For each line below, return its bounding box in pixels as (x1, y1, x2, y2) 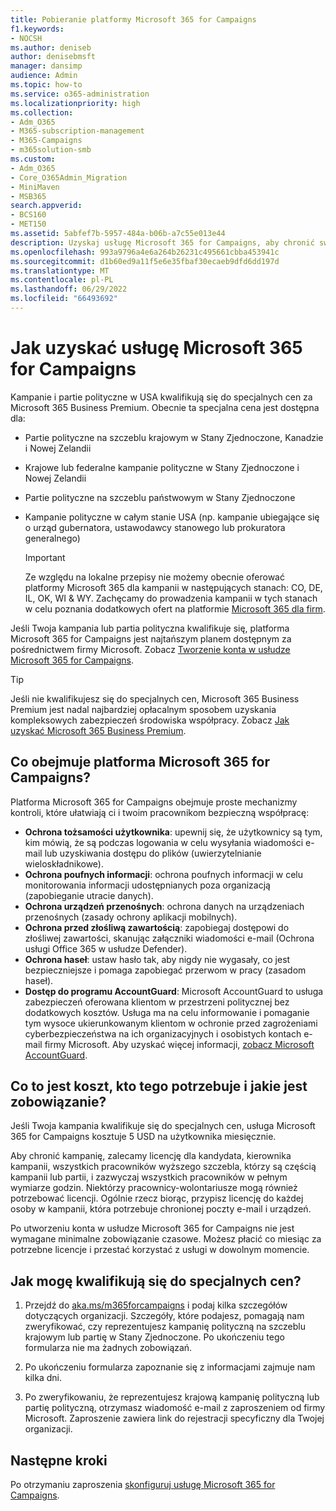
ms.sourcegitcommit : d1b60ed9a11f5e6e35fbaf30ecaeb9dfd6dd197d (10, 256, 280, 266)
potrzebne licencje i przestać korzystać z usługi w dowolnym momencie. (10, 1244, 310, 1256)
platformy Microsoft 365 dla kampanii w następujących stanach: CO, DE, (24, 581, 323, 593)
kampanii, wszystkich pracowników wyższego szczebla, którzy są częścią (10, 1161, 317, 1173)
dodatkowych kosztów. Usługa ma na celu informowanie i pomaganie (24, 1006, 310, 1018)
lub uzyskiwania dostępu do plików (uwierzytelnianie (44, 847, 262, 859)
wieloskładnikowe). (24, 857, 105, 870)
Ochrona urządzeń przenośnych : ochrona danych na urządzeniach (24, 900, 305, 912)
